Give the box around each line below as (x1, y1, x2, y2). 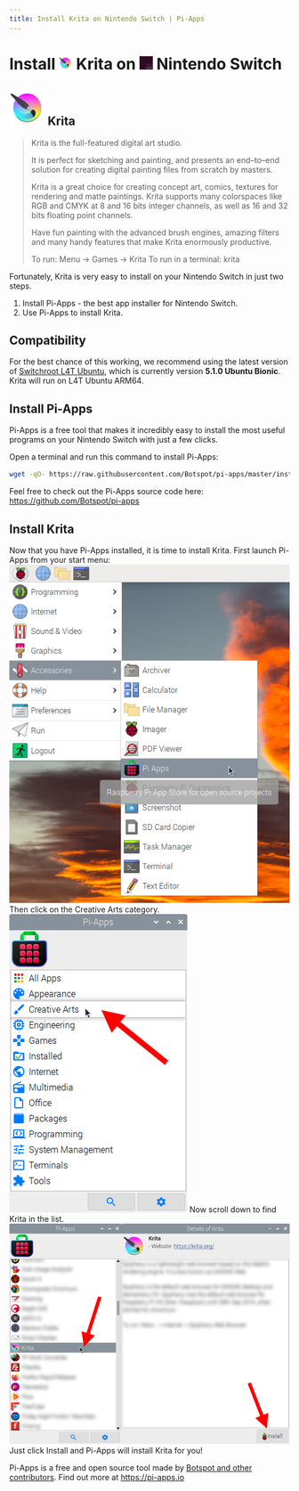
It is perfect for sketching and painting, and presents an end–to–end (30, 154, 280, 165)
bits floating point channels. (30, 209, 133, 220)
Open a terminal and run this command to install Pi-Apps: (9, 452, 219, 462)
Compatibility (9, 333, 86, 348)
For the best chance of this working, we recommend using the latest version (9, 356, 288, 367)
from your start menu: (30, 554, 111, 565)
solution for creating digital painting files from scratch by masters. (30, 164, 273, 175)
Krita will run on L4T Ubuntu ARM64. (9, 375, 144, 387)
